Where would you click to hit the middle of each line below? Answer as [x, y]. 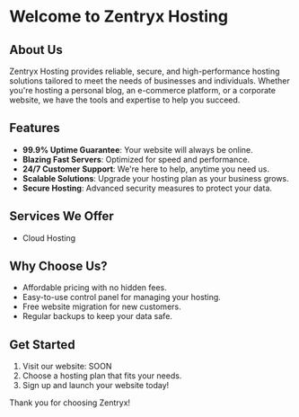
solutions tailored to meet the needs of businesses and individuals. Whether [149, 81]
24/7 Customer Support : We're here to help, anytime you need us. [146, 169]
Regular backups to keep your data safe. [97, 316]
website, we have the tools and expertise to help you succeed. [125, 100]
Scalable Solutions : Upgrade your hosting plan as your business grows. [155, 178]
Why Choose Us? [58, 266]
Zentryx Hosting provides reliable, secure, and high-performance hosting [145, 71]
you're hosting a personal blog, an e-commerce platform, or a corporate [143, 90]
